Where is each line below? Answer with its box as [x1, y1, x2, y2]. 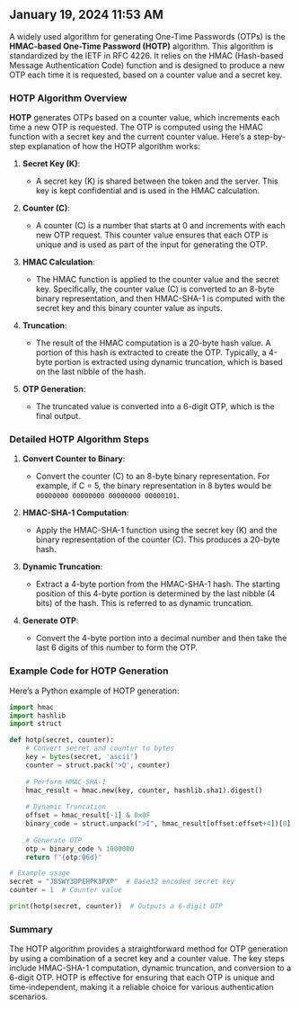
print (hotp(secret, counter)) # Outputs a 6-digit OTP [9, 902, 223, 911]
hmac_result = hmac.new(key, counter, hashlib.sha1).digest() [25, 786, 263, 795]
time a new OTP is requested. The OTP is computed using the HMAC [9, 121, 263, 133]
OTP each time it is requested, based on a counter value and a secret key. [9, 69, 283, 80]
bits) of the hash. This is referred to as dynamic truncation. [35, 598, 254, 609]
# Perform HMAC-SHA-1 [25, 777, 106, 786]
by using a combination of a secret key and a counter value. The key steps [9, 953, 285, 964]
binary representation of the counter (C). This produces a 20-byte [35, 534, 280, 545]
